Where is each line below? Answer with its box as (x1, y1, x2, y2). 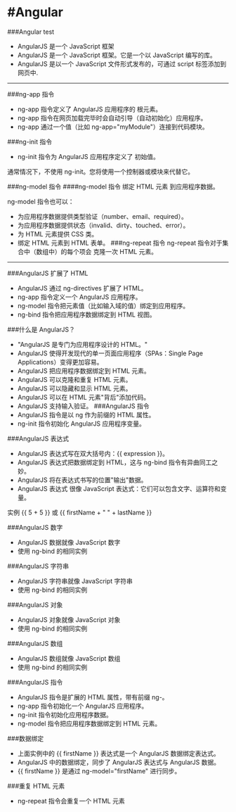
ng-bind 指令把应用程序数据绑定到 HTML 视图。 (17, 310, 156, 319)
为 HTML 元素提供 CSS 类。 (17, 229, 98, 238)
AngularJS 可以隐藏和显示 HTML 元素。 (17, 384, 132, 393)
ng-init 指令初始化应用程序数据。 (17, 710, 112, 718)
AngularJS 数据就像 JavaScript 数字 (17, 538, 121, 546)
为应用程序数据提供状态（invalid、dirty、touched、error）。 (17, 221, 190, 229)
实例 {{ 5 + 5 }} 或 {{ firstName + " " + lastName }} (7, 508, 152, 516)
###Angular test (7, 27, 55, 36)
